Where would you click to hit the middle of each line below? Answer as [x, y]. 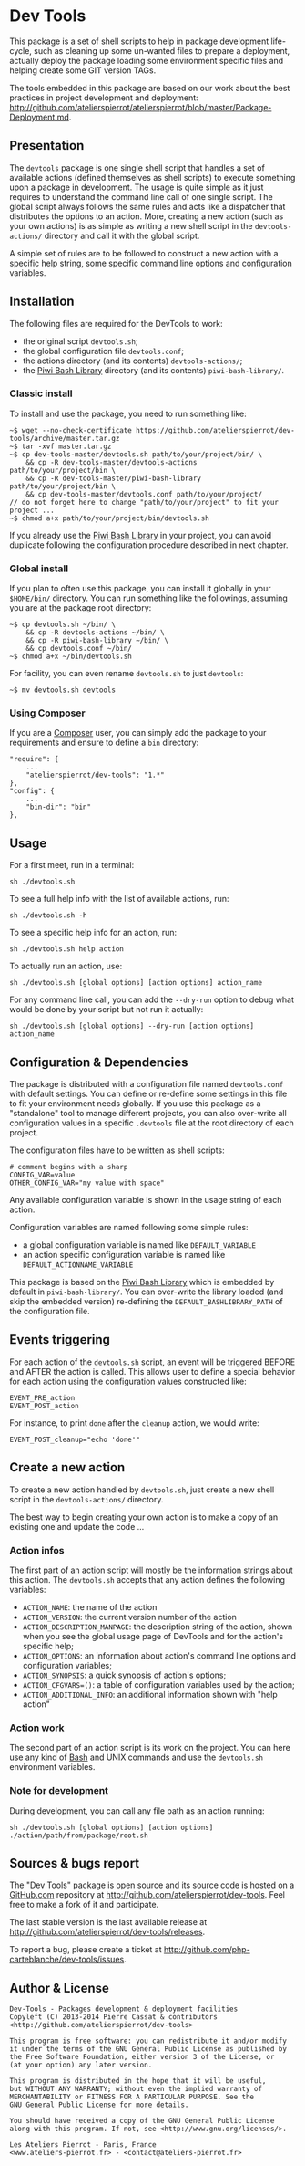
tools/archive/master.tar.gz [65, 438]
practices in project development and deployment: [104, 98]
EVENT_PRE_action [42, 1397]
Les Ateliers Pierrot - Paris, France [83, 2145]
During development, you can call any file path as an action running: [137, 1810]
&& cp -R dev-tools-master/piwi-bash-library [114, 478]
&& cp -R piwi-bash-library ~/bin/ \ [97, 641]
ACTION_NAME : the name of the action [90, 1607]
